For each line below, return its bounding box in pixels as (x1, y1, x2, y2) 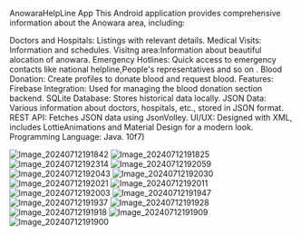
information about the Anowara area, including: (9, 17, 186, 28)
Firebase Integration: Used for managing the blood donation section (9, 84, 263, 93)
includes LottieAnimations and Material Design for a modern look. (9, 122, 254, 133)
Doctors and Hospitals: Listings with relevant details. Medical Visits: (9, 35, 262, 45)
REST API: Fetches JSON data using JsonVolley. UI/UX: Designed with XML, (9, 113, 293, 123)
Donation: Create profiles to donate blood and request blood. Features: (9, 74, 274, 84)
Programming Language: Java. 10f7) (9, 132, 145, 142)
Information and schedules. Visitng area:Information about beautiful (9, 44, 262, 55)
